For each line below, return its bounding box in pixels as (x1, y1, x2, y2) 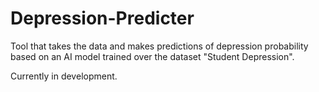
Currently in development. (10, 70, 118, 82)
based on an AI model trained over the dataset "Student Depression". (10, 50, 295, 62)
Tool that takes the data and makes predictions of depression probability (10, 40, 309, 52)
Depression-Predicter (10, 7, 195, 30)
